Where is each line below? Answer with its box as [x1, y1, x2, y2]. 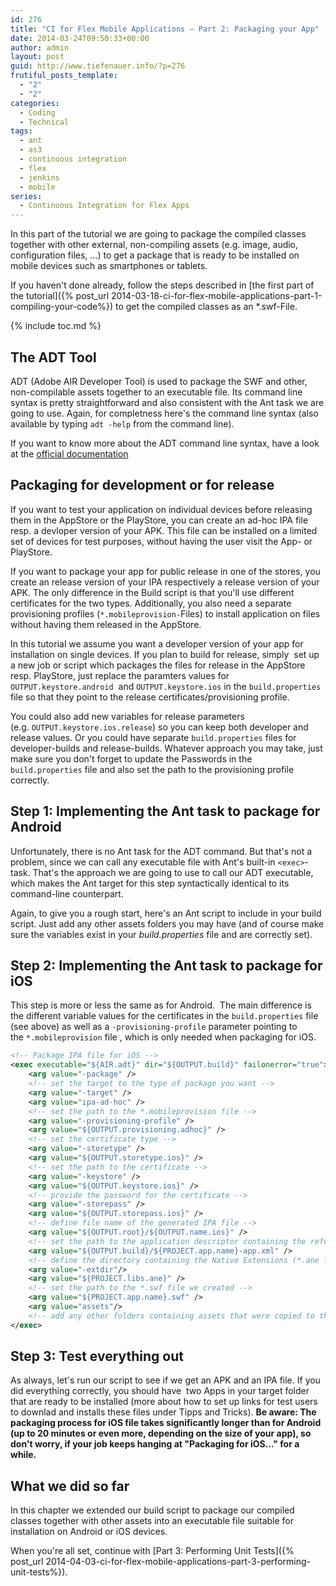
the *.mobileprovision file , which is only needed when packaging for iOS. [10, 1031, 317, 1043]
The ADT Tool [10, 349, 97, 366]
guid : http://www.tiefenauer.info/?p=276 [10, 61, 186, 71]
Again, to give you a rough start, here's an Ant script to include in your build [10, 907, 322, 919]
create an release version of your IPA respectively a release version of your [10, 576, 320, 588]
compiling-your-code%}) [10, 301, 114, 313]
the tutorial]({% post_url [10, 290, 110, 302]
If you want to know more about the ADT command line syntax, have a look [10, 437, 320, 449]
